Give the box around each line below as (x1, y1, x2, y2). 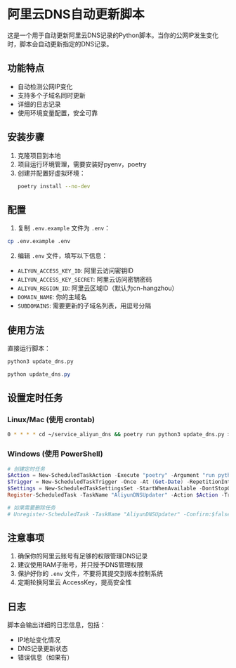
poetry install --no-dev (17, 183, 91, 190)
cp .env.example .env (7, 238, 71, 245)
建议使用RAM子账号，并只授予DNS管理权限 (17, 561, 143, 569)
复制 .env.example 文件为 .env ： (17, 224, 111, 233)
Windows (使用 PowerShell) (7, 449, 103, 459)
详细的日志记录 (17, 100, 61, 108)
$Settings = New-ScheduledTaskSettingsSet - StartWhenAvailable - (7, 485, 202, 492)
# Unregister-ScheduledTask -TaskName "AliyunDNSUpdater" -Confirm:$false (7, 511, 231, 518)
